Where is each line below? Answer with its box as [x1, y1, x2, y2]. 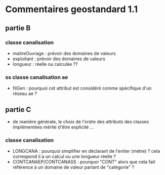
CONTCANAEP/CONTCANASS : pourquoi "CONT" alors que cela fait [12, 159, 155, 165]
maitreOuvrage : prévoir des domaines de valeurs [12, 50, 116, 56]
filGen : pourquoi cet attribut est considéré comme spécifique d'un [12, 85, 152, 92]
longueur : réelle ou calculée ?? [12, 61, 78, 67]
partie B [5, 24, 31, 32]
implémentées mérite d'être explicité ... [12, 124, 94, 130]
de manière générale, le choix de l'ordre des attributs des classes [12, 118, 149, 124]
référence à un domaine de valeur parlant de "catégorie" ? [12, 164, 135, 170]
